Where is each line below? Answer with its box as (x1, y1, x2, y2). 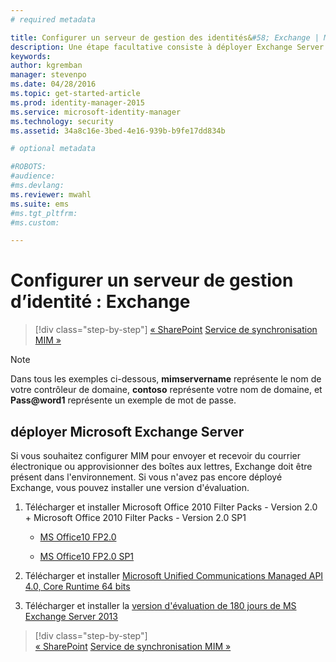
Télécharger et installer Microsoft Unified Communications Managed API (24, 570, 324, 581)
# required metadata (10, 14, 97, 25)
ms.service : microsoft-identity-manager (10, 107, 182, 117)
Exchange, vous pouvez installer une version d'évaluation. (10, 482, 250, 493)
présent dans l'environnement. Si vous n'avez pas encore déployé (10, 471, 283, 483)
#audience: (10, 171, 56, 181)
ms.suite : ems (10, 199, 70, 209)
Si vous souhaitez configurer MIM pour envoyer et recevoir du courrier (10, 450, 301, 461)
